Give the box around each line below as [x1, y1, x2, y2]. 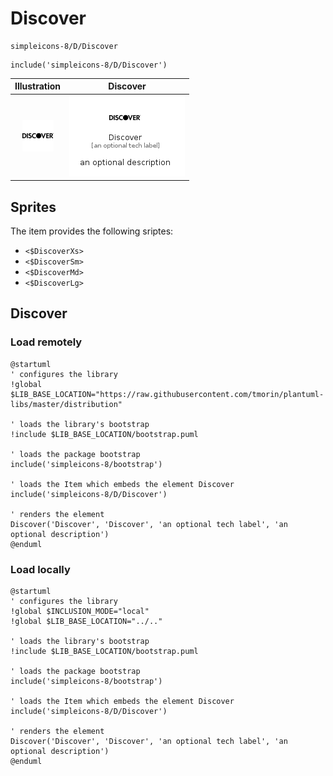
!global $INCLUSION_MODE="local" [10, 606, 150, 616]
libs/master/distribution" [10, 399, 123, 409]
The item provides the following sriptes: [10, 225, 174, 237]
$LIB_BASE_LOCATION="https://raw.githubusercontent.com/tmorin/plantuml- [10, 389, 325, 399]
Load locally [10, 562, 71, 576]
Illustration [14, 80, 62, 92]
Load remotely [10, 335, 83, 349]
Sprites [10, 198, 57, 216]
